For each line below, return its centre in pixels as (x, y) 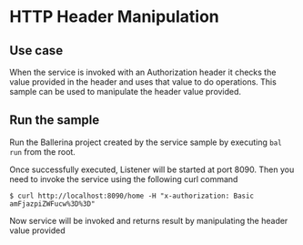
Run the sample (55, 120)
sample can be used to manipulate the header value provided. (126, 92)
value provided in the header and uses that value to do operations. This (143, 82)
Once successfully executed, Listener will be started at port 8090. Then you (152, 169)
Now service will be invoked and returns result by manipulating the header (149, 220)
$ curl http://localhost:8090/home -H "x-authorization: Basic (132, 196)
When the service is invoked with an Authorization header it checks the (143, 72)
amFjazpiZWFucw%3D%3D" (52, 204)
